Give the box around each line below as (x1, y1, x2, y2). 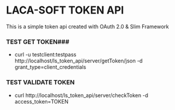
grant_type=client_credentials (14, 64, 87, 71)
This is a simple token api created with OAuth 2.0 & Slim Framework (6, 23, 169, 30)
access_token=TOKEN (14, 98, 68, 105)
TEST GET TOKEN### (6, 38, 70, 46)
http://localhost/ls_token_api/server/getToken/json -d (14, 57, 143, 65)
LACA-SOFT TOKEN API (6, 4, 124, 17)
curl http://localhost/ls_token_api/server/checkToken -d (14, 92, 149, 99)
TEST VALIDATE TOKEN (6, 78, 75, 86)
